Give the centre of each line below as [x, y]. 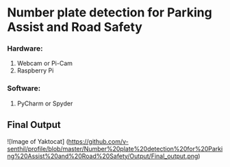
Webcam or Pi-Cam [45, 64]
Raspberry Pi [35, 70]
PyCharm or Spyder [45, 103]
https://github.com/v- [98, 141]
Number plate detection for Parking [110, 13]
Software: [24, 88]
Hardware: [25, 49]
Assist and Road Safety [75, 27]
